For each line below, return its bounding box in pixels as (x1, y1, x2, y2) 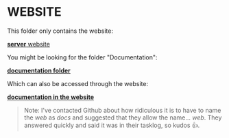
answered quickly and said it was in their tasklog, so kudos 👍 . (23, 121, 200, 129)
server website (7, 40, 50, 48)
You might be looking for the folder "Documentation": (7, 53, 158, 61)
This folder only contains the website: (7, 27, 113, 35)
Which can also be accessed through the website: (7, 79, 149, 87)
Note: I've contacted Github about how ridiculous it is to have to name (23, 106, 221, 114)
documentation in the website (7, 93, 95, 101)
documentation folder (7, 66, 71, 74)
